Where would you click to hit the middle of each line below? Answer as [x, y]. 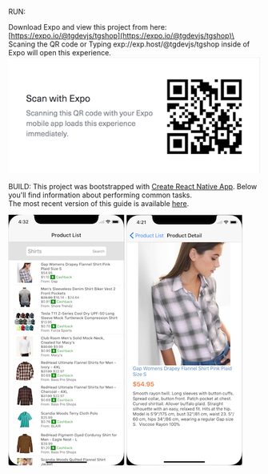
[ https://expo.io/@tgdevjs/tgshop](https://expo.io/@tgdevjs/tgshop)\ [121, 36]
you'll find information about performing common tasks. [100, 195]
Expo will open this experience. [60, 53]
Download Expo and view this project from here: [88, 27]
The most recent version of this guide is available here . [99, 204]
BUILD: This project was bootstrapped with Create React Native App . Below [133, 187]
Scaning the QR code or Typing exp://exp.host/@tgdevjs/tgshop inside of [129, 44]
